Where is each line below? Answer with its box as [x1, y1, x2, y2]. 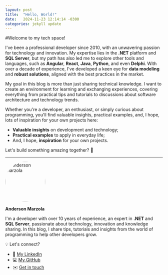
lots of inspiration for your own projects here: [5, 117, 98, 123]
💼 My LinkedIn [12, 251, 42, 257]
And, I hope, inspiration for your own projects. [12, 137, 108, 143]
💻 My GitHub [12, 257, 41, 263]
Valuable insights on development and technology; [12, 127, 119, 133]
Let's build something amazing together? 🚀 [5, 147, 93, 153]
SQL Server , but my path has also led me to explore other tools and [5, 55, 144, 61]
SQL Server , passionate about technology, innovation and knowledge [5, 221, 148, 227]
